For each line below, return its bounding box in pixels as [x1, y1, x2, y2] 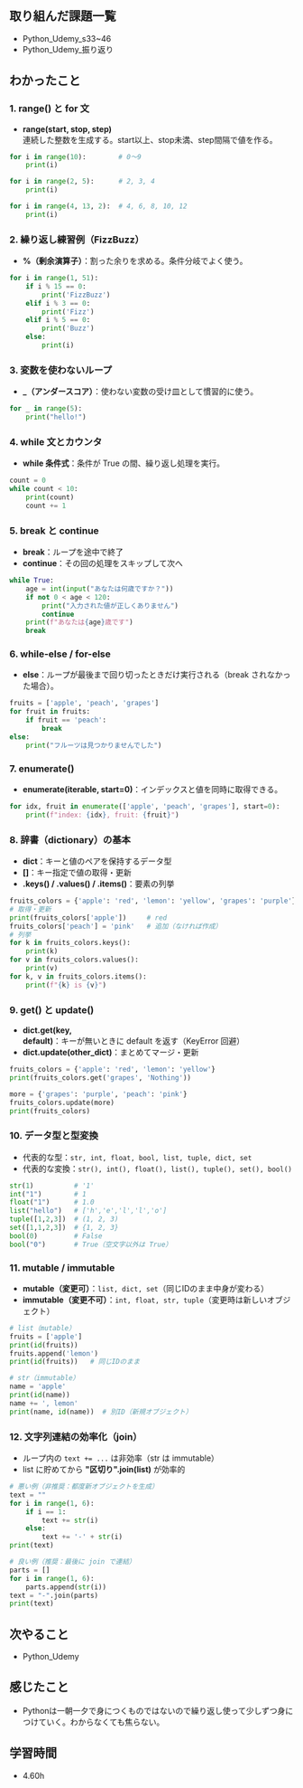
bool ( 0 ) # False [9, 1231, 103, 1241]
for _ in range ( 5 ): [9, 404, 83, 413]
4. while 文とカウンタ [9, 435, 103, 448]
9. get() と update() [9, 1003, 95, 1016]
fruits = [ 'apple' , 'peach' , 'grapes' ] [9, 699, 160, 708]
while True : [9, 576, 54, 585]
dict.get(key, [22, 1025, 72, 1036]
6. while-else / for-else [9, 648, 111, 660]
